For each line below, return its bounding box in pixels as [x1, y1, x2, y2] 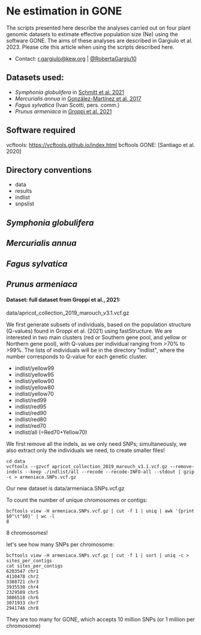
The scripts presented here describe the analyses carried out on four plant [6, 24, 191, 31]
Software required [6, 125, 76, 136]
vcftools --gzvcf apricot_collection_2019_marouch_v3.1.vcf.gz [6, 464, 168, 470]
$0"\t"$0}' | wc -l [6, 513, 55, 519]
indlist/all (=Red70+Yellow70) [14, 429, 88, 436]
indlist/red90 [14, 410, 47, 417]
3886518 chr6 [6, 595, 39, 601]
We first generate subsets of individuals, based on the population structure [6, 321, 191, 328]
